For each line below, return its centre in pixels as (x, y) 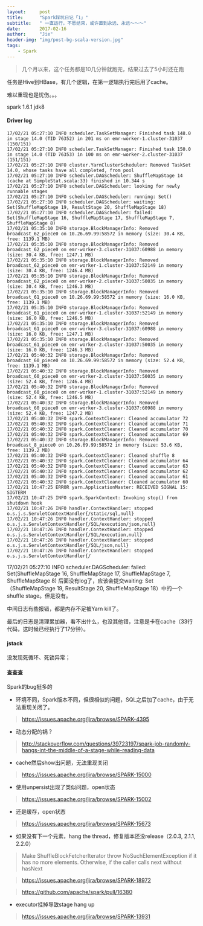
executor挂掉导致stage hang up (55, 905)
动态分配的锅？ (34, 732)
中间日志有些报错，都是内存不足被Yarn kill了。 (64, 608)
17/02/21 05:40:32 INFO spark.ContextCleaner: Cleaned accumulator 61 (98, 477)
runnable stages (27, 191)
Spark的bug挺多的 (30, 687)
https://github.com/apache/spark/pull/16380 (77, 892)
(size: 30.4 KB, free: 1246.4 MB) (50, 270)
